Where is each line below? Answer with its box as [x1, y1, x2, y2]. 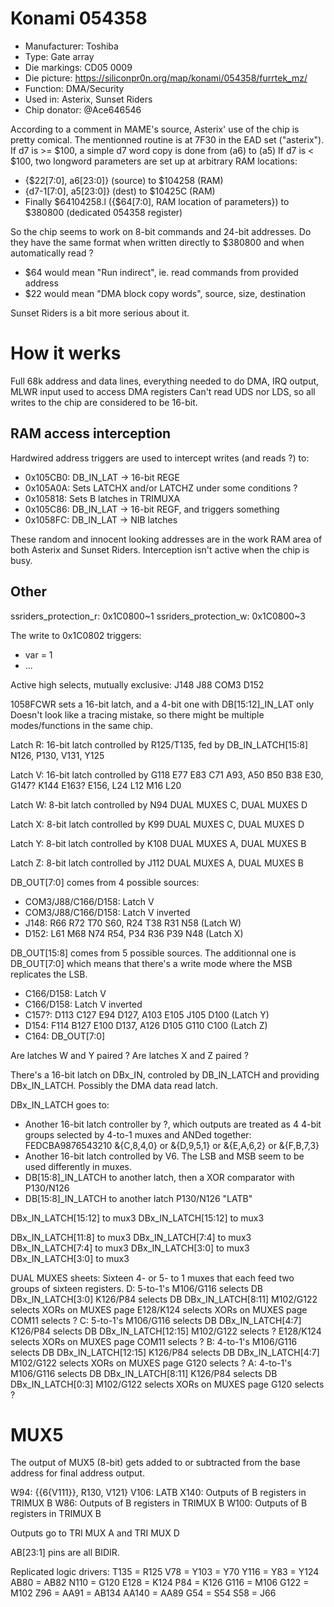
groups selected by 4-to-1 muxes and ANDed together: [24, 1128, 252, 1141]
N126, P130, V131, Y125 [10, 749, 105, 761]
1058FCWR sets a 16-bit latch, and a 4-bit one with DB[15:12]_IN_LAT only [10, 698, 315, 710]
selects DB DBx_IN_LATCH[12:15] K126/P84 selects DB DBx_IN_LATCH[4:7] [10, 1346, 320, 1358]
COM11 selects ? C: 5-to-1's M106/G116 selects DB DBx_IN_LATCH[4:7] [10, 1314, 302, 1326]
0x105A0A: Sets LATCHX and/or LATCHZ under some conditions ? [24, 482, 298, 494]
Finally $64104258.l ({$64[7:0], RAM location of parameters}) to [24, 195, 290, 207]
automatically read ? [10, 247, 94, 259]
